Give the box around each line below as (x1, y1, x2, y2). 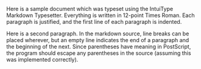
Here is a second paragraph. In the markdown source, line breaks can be (6, 30, 189, 37)
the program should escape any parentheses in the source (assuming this (6, 49, 191, 57)
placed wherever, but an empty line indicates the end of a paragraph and (6, 37, 189, 43)
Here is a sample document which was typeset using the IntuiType (6, 5, 174, 12)
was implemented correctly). (6, 56, 79, 63)
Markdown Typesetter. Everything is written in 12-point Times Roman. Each (6, 12, 195, 19)
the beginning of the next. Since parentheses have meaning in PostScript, (6, 43, 191, 50)
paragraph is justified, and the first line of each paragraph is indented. (6, 18, 182, 25)
